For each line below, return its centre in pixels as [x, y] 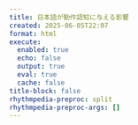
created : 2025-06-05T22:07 [59, 26]
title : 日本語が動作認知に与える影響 [69, 17]
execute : [25, 42]
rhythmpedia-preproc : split [61, 99]
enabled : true [43, 50]
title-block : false [45, 91]
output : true [41, 67]
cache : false [41, 83]
